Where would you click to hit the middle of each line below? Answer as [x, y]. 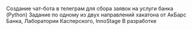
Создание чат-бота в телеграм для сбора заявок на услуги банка [90, 9]
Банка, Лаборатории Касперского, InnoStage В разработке [81, 21]
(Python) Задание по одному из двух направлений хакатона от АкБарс [96, 15]
